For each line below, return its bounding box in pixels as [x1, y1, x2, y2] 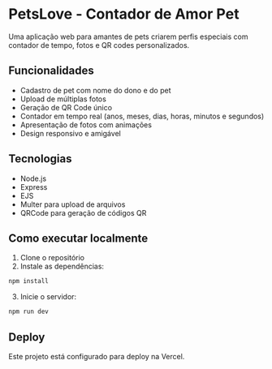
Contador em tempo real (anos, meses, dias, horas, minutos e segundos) [19, 111, 265, 121]
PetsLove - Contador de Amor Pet [8, 5, 240, 24]
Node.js [19, 174, 47, 183]
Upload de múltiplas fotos [19, 94, 107, 104]
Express [19, 182, 48, 191]
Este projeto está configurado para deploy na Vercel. [8, 351, 185, 361]
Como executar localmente [8, 231, 149, 245]
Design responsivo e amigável [19, 128, 122, 138]
